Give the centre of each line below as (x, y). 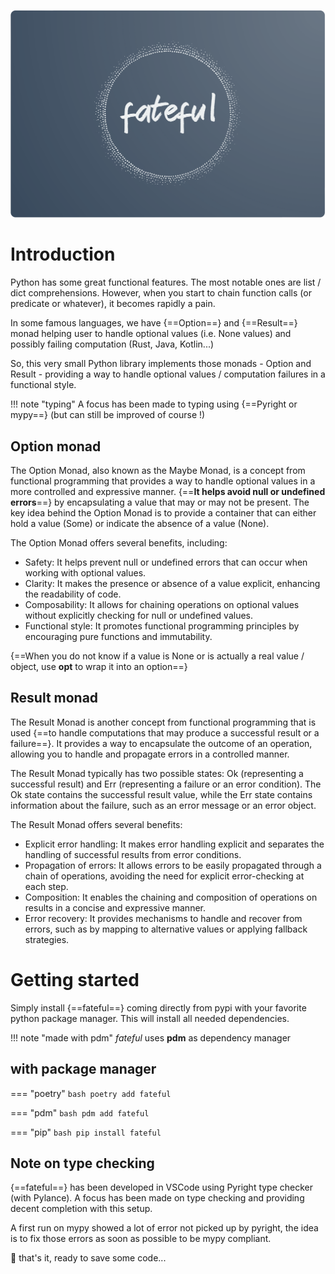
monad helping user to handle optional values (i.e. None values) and (151, 334)
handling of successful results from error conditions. (133, 854)
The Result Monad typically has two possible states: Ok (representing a (157, 773)
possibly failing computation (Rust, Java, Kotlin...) (112, 344)
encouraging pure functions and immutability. (118, 636)
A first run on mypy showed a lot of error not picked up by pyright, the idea (164, 1228)
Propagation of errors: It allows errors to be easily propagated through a (173, 865)
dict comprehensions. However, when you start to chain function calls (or (161, 293)
